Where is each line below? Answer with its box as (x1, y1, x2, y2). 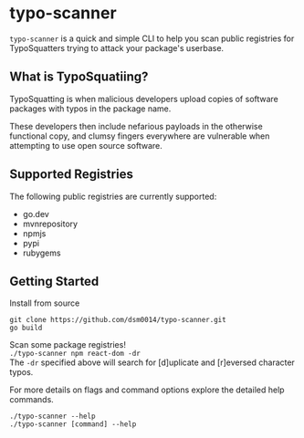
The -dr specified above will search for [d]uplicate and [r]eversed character (9, 357, 295, 368)
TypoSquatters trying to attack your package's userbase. (9, 42, 225, 53)
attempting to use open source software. (9, 140, 162, 151)
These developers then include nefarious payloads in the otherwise (9, 120, 263, 131)
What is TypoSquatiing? (9, 69, 149, 85)
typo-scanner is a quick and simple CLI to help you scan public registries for (9, 33, 295, 44)
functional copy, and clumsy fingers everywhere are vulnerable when (9, 130, 270, 141)
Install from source (9, 297, 80, 308)
